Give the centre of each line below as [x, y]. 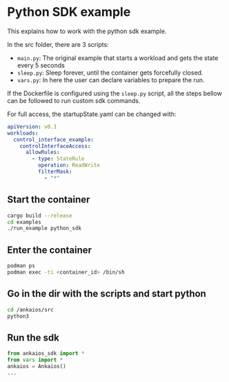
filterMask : [55, 172]
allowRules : [42, 153]
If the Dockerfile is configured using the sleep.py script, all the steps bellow [114, 93]
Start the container [49, 200]
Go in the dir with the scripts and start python [107, 294]
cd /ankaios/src [30, 309]
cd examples [24, 222]
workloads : [23, 133]
